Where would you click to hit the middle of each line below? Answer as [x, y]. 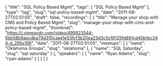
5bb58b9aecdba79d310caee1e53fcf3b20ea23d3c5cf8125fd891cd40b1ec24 [81, 38]
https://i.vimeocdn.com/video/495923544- [50, 33]
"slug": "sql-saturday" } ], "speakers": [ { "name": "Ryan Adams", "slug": [78, 53]
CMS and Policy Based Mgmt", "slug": [43, 22]
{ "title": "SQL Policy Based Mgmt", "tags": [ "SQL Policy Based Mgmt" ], [77, 7]
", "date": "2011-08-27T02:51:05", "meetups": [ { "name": [88, 43]
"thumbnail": [61, 28]
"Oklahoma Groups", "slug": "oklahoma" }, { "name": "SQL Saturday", [74, 48]
